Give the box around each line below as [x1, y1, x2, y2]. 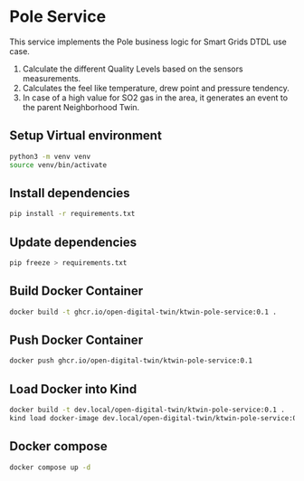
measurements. [22, 72, 81, 83]
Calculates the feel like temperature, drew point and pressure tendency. [22, 82, 290, 93]
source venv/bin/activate [9, 160, 107, 169]
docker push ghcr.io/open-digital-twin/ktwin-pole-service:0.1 [9, 356, 253, 365]
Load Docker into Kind [9, 382, 138, 397]
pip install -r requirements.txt [9, 210, 136, 219]
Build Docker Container [9, 283, 144, 299]
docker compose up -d [9, 463, 91, 472]
